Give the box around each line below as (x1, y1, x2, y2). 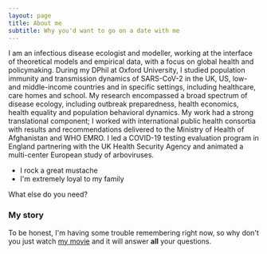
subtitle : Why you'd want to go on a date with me (8, 26, 180, 34)
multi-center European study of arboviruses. (8, 150, 154, 160)
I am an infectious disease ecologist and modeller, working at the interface (8, 49, 253, 58)
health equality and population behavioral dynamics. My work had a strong (8, 108, 253, 117)
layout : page (8, 11, 52, 20)
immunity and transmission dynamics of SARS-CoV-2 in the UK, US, (8, 73, 231, 84)
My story (8, 209, 44, 220)
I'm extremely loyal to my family (19, 174, 125, 184)
